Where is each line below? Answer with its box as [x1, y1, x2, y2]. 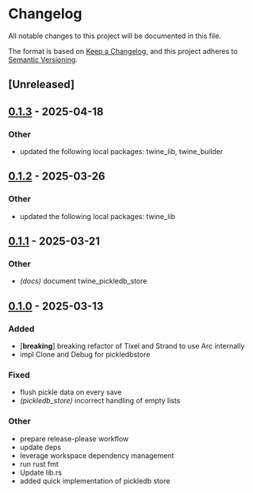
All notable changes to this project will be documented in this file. [8, 31, 222, 40]
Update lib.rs [19, 468, 62, 477]
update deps [19, 442, 62, 452]
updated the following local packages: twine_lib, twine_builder [19, 147, 224, 156]
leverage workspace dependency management [19, 450, 174, 460]
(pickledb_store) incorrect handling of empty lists [19, 396, 181, 406]
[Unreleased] [8, 78, 75, 91]
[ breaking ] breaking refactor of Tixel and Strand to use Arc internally [19, 341, 245, 351]
